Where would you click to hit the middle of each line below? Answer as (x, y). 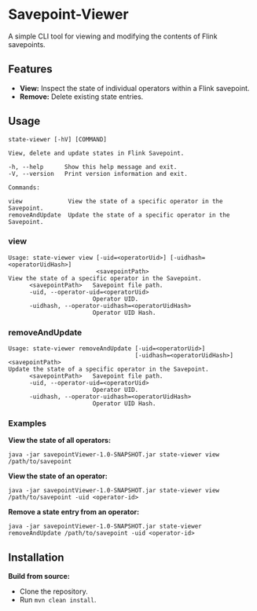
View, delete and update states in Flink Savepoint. (96, 153)
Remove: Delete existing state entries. (81, 97)
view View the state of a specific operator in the (116, 201)
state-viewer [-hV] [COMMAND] (58, 139)
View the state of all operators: (60, 441)
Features (30, 70)
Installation (36, 557)
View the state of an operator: (58, 476)
